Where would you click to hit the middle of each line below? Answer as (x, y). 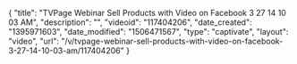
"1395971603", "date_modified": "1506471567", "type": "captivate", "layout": (148, 32)
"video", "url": (34, 41)
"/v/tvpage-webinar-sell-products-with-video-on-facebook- (172, 41)
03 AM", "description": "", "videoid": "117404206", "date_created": (130, 22)
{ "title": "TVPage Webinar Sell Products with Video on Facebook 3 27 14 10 (148, 13)
